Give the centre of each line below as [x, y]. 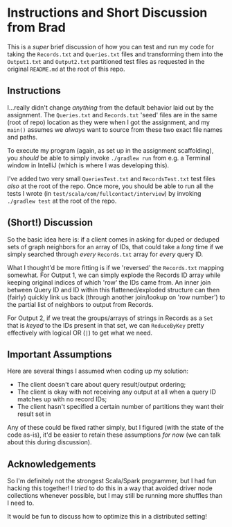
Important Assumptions [60, 354]
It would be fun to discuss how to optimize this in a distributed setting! [107, 517]
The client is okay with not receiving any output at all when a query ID [117, 392]
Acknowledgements [52, 464]
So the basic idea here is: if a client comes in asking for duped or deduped [113, 239]
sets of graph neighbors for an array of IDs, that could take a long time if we [115, 246]
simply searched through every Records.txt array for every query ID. [105, 254]
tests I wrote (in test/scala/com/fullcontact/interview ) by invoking [104, 193]
